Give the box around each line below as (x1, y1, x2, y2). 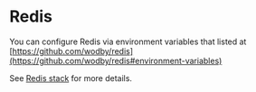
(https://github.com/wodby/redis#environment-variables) (9, 55, 223, 66)
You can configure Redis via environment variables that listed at (9, 36, 247, 47)
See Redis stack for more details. (9, 72, 133, 83)
